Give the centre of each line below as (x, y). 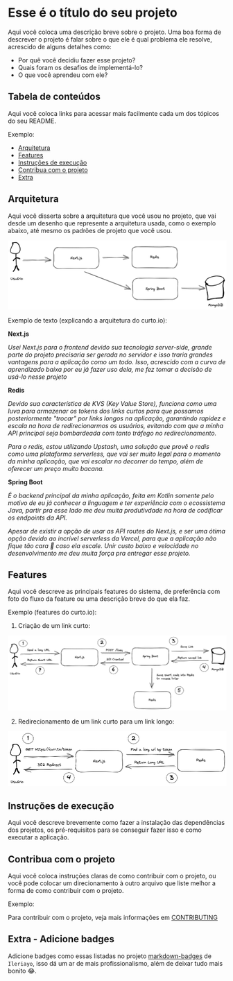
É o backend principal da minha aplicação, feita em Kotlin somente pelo (111, 495)
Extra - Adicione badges (61, 939)
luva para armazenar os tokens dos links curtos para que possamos (106, 411)
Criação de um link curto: (54, 626)
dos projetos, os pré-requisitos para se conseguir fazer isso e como (105, 830)
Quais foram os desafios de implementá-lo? (80, 67)
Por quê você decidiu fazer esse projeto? (77, 60)
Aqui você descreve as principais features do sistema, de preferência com (114, 592)
